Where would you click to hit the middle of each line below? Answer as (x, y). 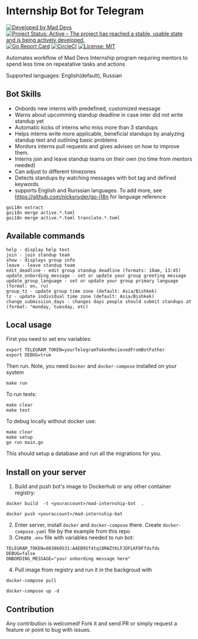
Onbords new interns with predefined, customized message (87, 108)
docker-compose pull (32, 581)
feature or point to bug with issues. (49, 630)
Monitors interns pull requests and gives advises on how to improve (97, 146)
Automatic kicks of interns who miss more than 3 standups (86, 127)
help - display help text (38, 250)
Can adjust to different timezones (55, 171)
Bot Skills (24, 94)
